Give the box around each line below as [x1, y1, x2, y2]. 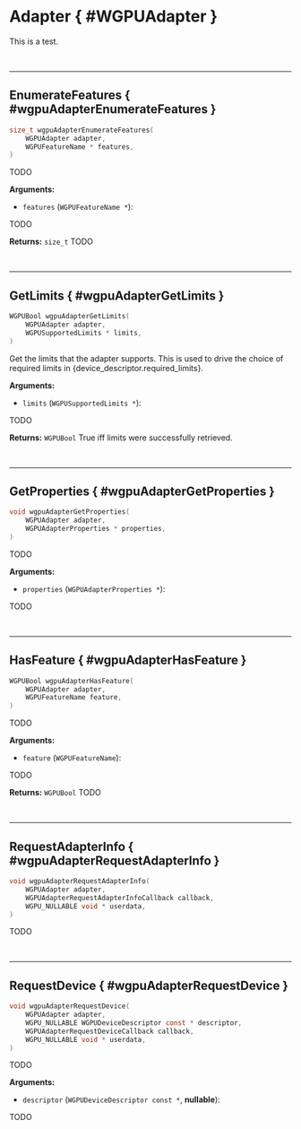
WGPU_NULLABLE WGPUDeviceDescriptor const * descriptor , [25, 1018, 243, 1028]
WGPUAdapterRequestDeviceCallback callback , [25, 1027, 194, 1036]
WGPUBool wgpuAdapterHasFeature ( [9, 676, 134, 685]
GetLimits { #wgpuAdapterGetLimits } [9, 288, 225, 303]
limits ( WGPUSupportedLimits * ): [21, 397, 142, 408]
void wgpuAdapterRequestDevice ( [9, 1002, 130, 1011]
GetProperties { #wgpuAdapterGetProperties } [9, 483, 275, 499]
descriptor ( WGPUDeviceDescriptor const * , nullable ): [21, 1094, 221, 1105]
